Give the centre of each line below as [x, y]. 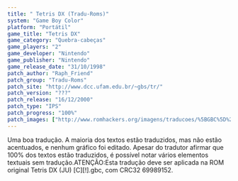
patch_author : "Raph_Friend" [50, 73]
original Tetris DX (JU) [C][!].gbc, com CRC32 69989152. [90, 170]
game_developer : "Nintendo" [49, 54]
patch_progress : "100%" [42, 113]
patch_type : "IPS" [34, 106]
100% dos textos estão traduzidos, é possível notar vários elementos [108, 155]
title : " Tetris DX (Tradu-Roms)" [58, 14]
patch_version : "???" [39, 93]
